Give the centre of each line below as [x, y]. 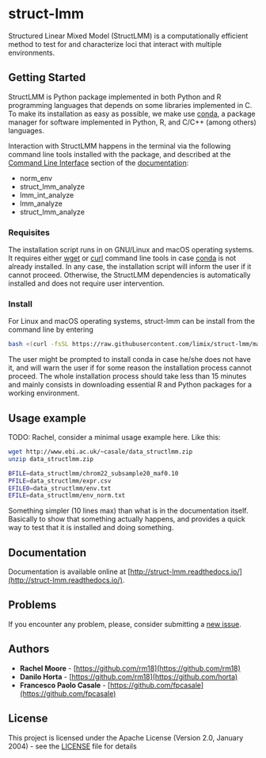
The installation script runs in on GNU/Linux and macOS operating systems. [131, 250]
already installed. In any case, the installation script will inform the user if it [130, 267]
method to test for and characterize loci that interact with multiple [115, 44]
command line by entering [51, 329]
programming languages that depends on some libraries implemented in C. [130, 105]
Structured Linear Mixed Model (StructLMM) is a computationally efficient [128, 36]
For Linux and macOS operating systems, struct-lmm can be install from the [132, 321]
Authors [29, 649]
